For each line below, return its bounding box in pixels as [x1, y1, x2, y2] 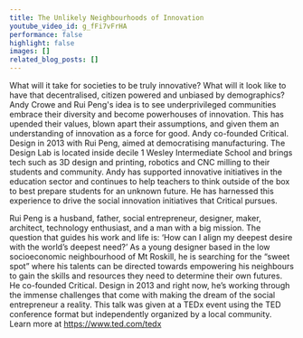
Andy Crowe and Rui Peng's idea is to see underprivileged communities [9, 99, 277, 109]
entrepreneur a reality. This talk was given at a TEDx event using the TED [9, 299, 282, 310]
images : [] [9, 47, 51, 56]
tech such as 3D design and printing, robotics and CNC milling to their [9, 157, 270, 167]
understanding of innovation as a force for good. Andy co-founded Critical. [9, 128, 289, 138]
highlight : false [9, 38, 75, 48]
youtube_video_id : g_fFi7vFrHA [9, 22, 128, 31]
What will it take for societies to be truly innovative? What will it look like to [9, 80, 287, 90]
